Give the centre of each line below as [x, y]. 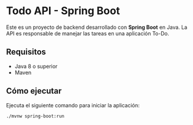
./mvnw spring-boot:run [35, 116]
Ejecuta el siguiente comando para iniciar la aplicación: [73, 105]
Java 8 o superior [36, 66]
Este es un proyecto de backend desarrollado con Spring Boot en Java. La [97, 27]
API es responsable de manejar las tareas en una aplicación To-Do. [88, 33]
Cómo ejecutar [34, 91]
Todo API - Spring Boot [63, 11]
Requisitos [26, 52]
